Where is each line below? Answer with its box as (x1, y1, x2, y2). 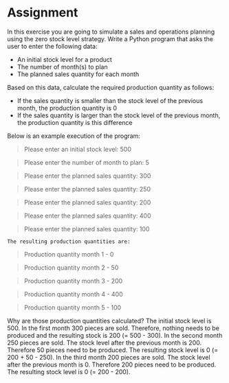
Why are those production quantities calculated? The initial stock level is (7, 316, 212, 325)
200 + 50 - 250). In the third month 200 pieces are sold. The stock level (7, 353, 211, 361)
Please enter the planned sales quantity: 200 (23, 198, 151, 207)
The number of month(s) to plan (17, 62, 108, 71)
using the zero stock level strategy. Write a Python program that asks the (7, 34, 213, 43)
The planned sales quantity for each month (17, 70, 140, 78)
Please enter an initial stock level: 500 (23, 145, 132, 153)
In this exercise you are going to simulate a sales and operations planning (7, 27, 215, 36)
